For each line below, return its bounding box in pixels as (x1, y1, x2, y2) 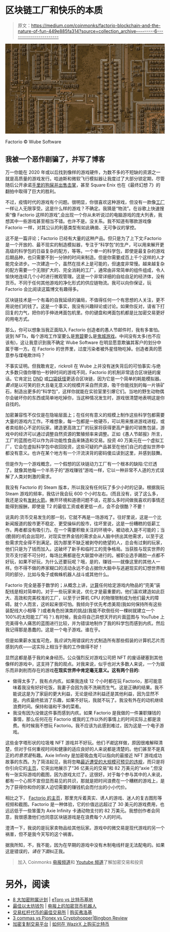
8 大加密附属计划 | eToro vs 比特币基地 (12, 896, 93, 903)
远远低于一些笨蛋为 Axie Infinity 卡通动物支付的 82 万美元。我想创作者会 (5, 807, 156, 814)
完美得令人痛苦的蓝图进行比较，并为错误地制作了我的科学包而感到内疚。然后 (5, 620, 165, 627)
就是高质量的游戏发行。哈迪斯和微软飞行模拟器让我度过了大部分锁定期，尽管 (5, 176, 165, 182)
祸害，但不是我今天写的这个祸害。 (5, 831, 76, 837)
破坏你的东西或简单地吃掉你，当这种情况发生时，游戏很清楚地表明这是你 (14, 395, 165, 401)
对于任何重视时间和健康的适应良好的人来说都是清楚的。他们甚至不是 (18, 746, 160, 752)
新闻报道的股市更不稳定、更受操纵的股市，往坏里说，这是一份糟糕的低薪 (5, 520, 156, 526)
